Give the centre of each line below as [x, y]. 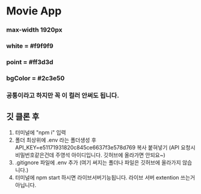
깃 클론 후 [23, 117]
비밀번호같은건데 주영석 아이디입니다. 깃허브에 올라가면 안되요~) [90, 155]
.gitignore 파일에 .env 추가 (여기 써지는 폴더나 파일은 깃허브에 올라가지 [98, 162]
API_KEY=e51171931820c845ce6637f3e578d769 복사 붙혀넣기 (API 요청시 [105, 147]
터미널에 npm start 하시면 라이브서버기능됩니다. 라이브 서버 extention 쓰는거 [105, 177]
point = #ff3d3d [30, 62]
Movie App [34, 11]
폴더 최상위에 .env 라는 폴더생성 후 [56, 140]
